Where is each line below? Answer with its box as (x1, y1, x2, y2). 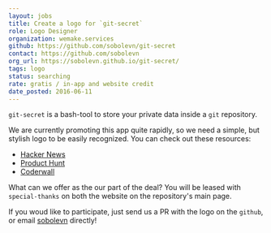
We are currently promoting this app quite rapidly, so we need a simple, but (8, 125, 260, 135)
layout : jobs (8, 11, 53, 20)
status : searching (8, 72, 71, 80)
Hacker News (19, 149, 67, 159)
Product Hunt (19, 158, 66, 168)
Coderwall (19, 167, 55, 177)
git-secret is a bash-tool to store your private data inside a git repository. (8, 110, 258, 119)
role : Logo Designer (8, 27, 79, 35)
